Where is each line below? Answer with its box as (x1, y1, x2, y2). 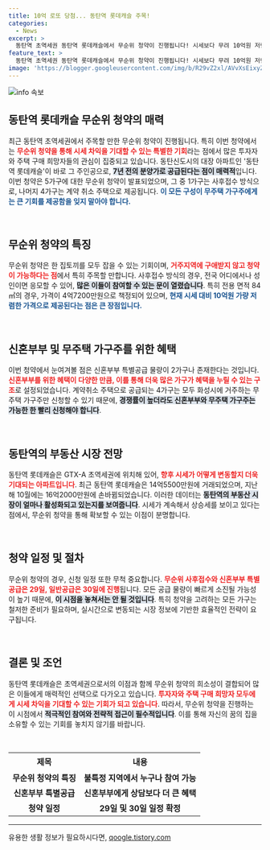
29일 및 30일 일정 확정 (99, 803, 181, 814)
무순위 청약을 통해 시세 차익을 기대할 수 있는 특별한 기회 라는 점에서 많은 (16, 146, 237, 155)
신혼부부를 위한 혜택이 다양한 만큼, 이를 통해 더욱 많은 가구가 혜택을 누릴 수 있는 (8, 375, 253, 385)
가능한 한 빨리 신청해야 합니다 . (8, 406, 102, 415)
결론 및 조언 (8, 656, 63, 670)
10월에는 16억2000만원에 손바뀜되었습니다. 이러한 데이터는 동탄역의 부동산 (16, 490, 251, 499)
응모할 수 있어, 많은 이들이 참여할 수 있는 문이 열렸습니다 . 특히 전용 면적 (29, 281, 251, 291)
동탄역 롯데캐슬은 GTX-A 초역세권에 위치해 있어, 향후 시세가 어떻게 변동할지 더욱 (8, 470, 259, 479)
